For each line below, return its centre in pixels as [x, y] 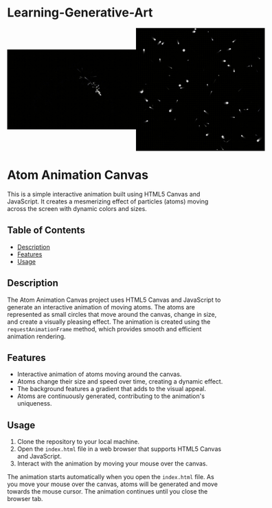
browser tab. [25, 499]
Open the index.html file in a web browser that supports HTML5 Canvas [119, 449]
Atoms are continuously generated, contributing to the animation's [111, 396]
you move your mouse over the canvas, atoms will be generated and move [113, 484]
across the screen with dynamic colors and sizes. [77, 208]
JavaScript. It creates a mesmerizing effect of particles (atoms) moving [108, 201]
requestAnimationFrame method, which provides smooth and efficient [104, 329]
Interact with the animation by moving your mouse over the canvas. [112, 464]
